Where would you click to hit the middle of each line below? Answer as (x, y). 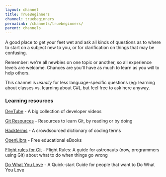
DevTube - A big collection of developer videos (53, 112)
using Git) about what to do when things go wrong (56, 155)
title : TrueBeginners (28, 14)
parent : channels (23, 28)
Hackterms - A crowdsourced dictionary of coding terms (63, 131)
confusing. (16, 53)
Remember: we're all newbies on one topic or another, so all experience (79, 62)
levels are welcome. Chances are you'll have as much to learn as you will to (83, 68)
